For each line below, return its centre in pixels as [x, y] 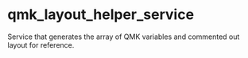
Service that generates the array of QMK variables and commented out [124, 37]
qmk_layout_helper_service [101, 15]
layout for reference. [41, 44]
